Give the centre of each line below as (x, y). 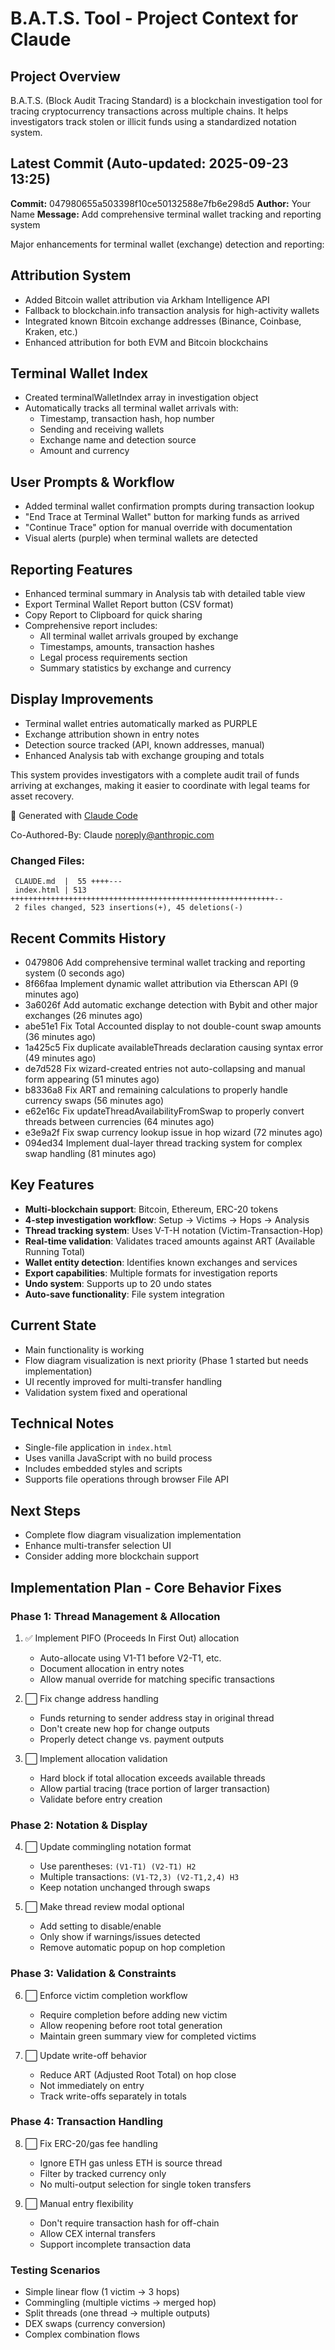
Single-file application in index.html (98, 1448)
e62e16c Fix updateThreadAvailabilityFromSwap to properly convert (164, 1111)
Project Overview (65, 76)
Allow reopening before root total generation (131, 2025)
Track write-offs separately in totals (113, 2096)
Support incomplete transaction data (115, 2244)
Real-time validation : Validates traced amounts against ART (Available (170, 1241)
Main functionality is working (84, 1349)
